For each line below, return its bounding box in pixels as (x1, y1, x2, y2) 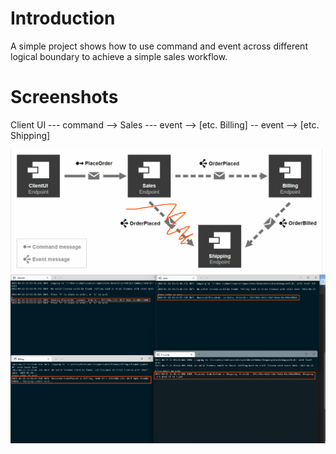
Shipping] (10, 129, 51, 141)
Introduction (10, 7, 116, 30)
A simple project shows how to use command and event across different (10, 40, 308, 52)
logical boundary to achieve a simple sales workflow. (10, 50, 228, 62)
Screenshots (10, 86, 119, 109)
